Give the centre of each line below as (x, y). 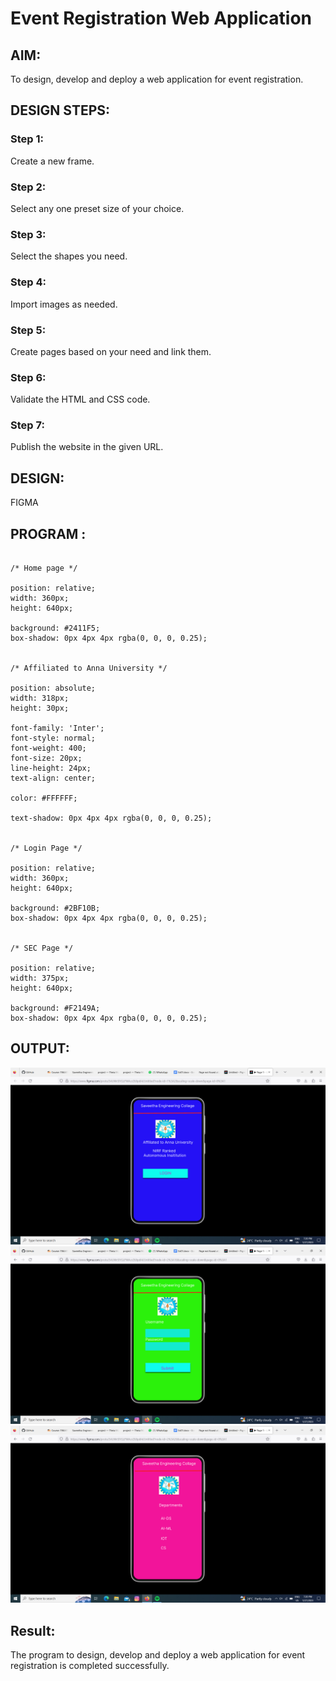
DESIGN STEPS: (60, 110)
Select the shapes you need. (69, 256)
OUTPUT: (40, 1048)
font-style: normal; (53, 738)
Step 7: (27, 425)
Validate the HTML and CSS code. (80, 399)
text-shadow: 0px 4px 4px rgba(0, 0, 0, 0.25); (111, 818)
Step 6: (28, 377)
